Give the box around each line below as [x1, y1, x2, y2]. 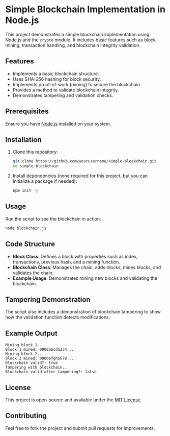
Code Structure [5, 240, 55, 249]
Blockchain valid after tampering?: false [5, 369, 97, 375]
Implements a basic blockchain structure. [12, 70, 99, 77]
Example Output [5, 329, 58, 337]
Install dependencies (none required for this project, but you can [12, 173, 148, 179]
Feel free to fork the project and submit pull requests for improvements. [5, 425, 155, 431]
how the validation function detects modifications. [5, 314, 110, 320]
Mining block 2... [5, 351, 44, 357]
